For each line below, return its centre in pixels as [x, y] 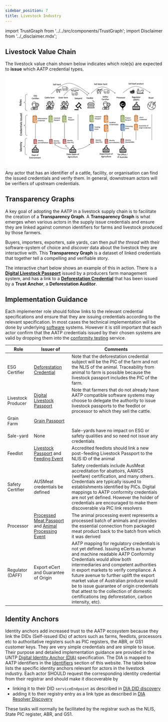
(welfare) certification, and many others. [113, 476]
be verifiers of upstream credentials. [43, 183]
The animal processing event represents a [115, 515]
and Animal [45, 526]
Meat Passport [49, 520]
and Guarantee [49, 572]
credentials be [48, 487]
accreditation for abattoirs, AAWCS [107, 471]
